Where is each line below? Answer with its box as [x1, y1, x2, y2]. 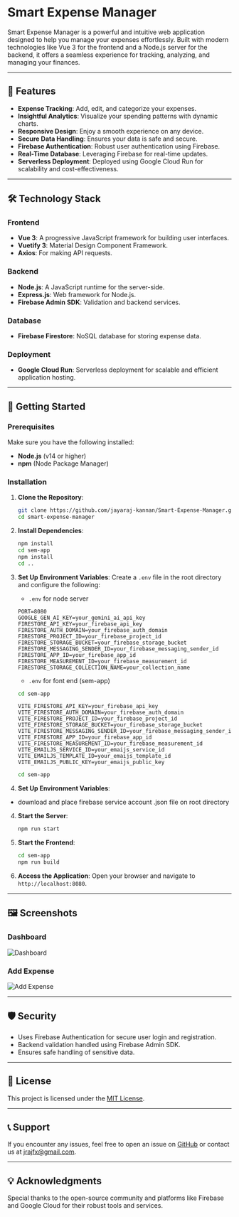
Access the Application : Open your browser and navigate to [17, 872, 196, 880]
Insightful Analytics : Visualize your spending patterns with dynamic [17, 112, 218, 120]
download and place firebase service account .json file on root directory [17, 798, 230, 807]
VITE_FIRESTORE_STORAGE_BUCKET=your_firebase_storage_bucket [17, 722, 203, 729]
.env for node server [28, 594, 89, 603]
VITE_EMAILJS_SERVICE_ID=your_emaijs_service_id [17, 746, 165, 754]
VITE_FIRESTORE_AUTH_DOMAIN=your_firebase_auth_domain [17, 709, 184, 717]
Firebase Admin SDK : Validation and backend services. [17, 298, 181, 306]
